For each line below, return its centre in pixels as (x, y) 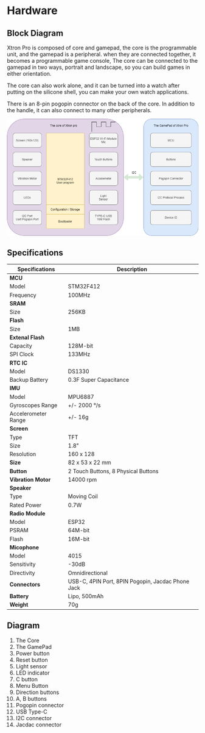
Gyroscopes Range (33, 405)
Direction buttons (37, 692)
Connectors (25, 585)
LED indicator (33, 673)
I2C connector (34, 718)
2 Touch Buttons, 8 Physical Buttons (113, 471)
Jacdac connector (39, 724)
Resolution (23, 454)
